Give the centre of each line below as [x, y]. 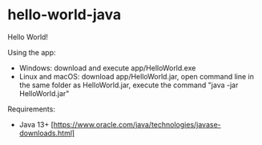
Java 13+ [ [36, 124]
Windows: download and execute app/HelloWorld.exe [107, 68]
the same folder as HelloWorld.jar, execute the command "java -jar [129, 85]
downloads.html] [47, 133]
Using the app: [32, 52]
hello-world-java [64, 15]
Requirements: [31, 109]
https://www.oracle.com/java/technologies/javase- [137, 124]
